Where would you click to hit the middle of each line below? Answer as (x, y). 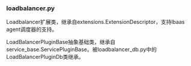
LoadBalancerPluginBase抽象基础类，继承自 (61, 42)
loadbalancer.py (31, 8)
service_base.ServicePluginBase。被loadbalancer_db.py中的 (82, 49)
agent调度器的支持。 (32, 29)
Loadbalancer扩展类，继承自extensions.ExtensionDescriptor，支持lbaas (95, 22)
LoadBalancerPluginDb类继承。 (45, 57)
